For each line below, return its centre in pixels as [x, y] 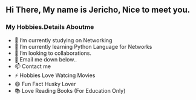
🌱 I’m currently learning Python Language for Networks [83, 46]
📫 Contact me [33, 66]
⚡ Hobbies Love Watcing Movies [55, 75]
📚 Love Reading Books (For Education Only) [70, 90]
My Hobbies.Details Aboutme [50, 27]
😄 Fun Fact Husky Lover [45, 84]
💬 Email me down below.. [45, 59]
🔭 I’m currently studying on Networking [63, 40]
